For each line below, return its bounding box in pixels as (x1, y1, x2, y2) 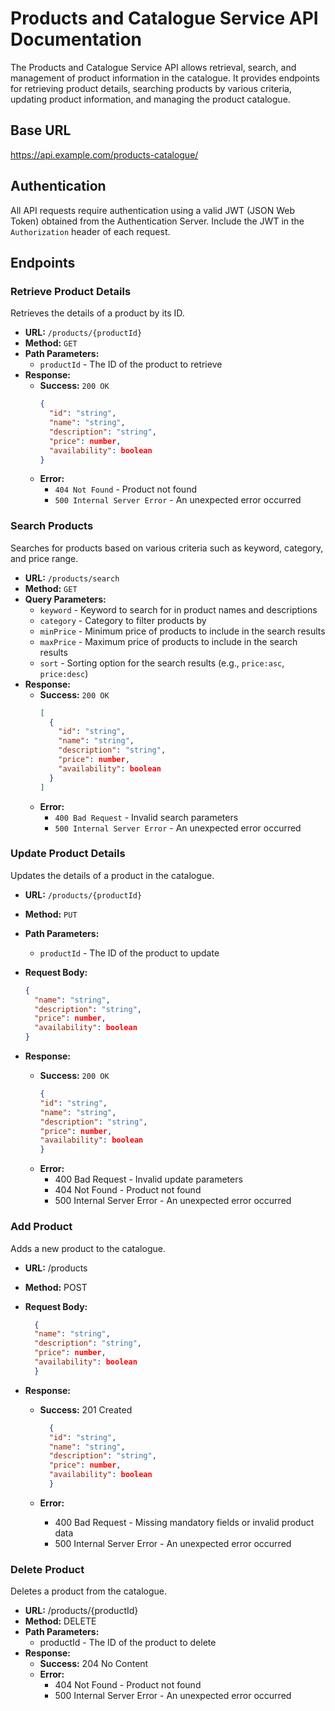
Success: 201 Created (39, 1403, 133, 1416)
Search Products (10, 519, 94, 533)
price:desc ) (39, 667, 89, 679)
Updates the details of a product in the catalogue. (10, 869, 215, 881)
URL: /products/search (24, 572, 120, 584)
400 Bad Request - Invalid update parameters (54, 1173, 243, 1186)
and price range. (10, 552, 79, 564)
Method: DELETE (24, 1615, 97, 1627)
